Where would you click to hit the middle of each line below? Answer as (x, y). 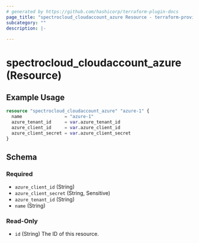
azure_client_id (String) (45, 187)
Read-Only (22, 221)
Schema (22, 157)
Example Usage (36, 97)
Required (20, 174)
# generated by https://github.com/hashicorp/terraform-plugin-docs (92, 12)
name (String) (30, 206)
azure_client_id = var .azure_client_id (66, 127)
